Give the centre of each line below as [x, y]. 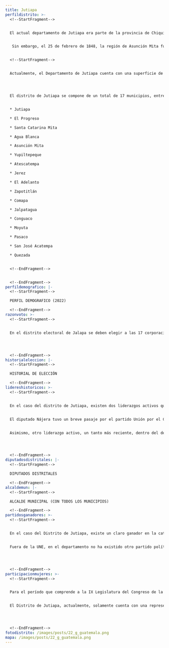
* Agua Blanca [24, 137]
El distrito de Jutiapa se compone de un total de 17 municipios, [81, 96]
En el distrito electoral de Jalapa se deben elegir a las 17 [76, 333]
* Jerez [18, 173]
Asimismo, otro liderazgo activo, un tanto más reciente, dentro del [84, 433]
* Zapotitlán [23, 191]
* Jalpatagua [23, 210]
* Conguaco [21, 219]
